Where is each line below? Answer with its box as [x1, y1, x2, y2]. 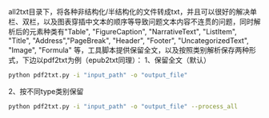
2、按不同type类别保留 [8, 86, 84, 96]
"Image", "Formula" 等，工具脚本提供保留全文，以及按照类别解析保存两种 [8, 45, 250, 54]
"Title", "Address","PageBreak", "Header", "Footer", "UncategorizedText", [8, 36, 250, 45]
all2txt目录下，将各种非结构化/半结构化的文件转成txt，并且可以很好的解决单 [8, 7, 258, 16]
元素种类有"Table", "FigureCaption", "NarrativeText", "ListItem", [29, 27, 238, 36]
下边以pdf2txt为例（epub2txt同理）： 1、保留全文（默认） [22, 55, 211, 65]
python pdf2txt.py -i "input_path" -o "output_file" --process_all [8, 102, 239, 110]
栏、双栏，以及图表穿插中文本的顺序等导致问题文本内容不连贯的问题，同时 [8, 17, 254, 26]
